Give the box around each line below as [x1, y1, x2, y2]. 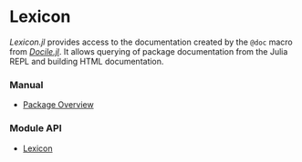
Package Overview [22, 99, 94, 110]
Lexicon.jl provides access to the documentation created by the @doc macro [9, 36, 294, 47]
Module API [9, 122, 62, 135]
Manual [9, 78, 44, 91]
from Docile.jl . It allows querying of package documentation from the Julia [9, 46, 288, 56]
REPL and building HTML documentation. [9, 56, 164, 66]
